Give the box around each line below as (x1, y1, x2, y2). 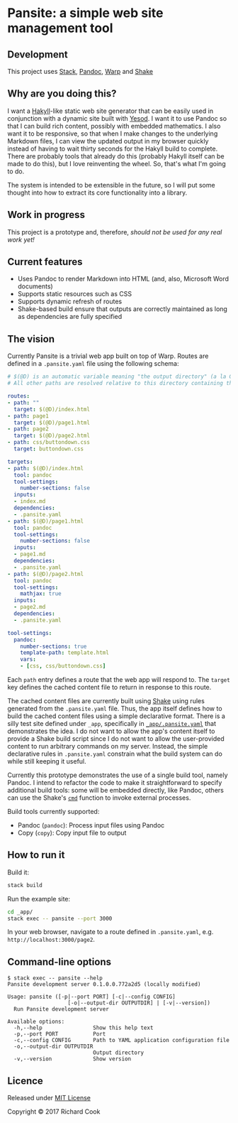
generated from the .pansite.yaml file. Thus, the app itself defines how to (7, 705, 222, 712)
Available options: (7, 1018, 65, 1026)
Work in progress (7, 209, 85, 221)
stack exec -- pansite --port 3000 (7, 915, 113, 922)
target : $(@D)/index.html (13, 406, 91, 413)
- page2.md (13, 604, 46, 611)
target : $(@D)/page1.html (13, 419, 91, 426)
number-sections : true (20, 643, 87, 650)
